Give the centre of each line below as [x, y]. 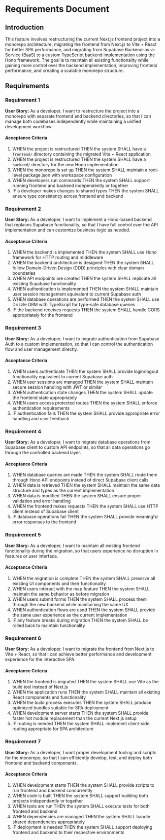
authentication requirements [41, 408]
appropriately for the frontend [42, 315]
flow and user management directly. [42, 349]
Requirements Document [57, 9]
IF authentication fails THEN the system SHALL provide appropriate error [86, 413]
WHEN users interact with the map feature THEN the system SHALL [81, 588]
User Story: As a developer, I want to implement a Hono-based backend [78, 219]
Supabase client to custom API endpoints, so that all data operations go [78, 447]
